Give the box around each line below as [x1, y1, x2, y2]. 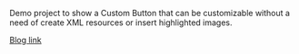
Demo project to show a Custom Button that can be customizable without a [9, 8, 291, 18]
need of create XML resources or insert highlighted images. [9, 17, 233, 28]
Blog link [9, 35, 43, 45]
